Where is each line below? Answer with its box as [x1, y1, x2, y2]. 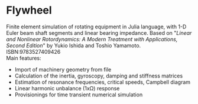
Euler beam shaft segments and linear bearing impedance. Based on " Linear [6, 29, 192, 36]
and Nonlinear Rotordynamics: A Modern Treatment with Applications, [6, 35, 178, 43]
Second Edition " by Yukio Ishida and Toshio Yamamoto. [6, 42, 141, 49]
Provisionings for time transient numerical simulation [14, 91, 143, 98]
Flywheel [6, 4, 52, 17]
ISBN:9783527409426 [6, 48, 61, 55]
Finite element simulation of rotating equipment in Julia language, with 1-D [6, 23, 187, 30]
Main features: [6, 54, 41, 61]
